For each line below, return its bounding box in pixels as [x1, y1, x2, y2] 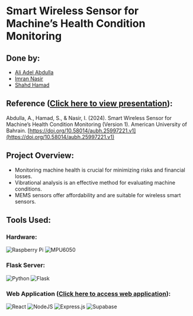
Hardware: [6, 233, 37, 241]
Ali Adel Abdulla [14, 69, 54, 75]
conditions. [14, 185, 43, 192]
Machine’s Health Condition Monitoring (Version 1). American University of [6, 121, 188, 128]
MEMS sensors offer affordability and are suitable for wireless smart [14, 191, 181, 198]
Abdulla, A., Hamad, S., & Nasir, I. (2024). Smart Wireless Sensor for [6, 114, 172, 121]
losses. [14, 172, 33, 179]
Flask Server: [6, 261, 46, 270]
